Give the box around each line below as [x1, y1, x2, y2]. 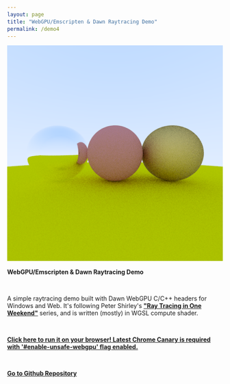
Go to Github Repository [7, 370, 77, 378]
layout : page [7, 11, 44, 18]
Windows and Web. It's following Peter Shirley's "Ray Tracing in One [7, 302, 202, 310]
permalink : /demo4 [7, 25, 60, 32]
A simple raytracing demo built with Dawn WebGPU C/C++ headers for [7, 294, 207, 303]
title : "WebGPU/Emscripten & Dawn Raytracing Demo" [7, 18, 157, 25]
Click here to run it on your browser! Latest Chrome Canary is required [7, 335, 211, 344]
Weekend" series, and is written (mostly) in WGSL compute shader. [7, 309, 199, 318]
